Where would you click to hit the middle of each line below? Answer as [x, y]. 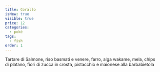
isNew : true [17, 14]
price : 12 [15, 23]
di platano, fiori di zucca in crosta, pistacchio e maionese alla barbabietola [80, 64]
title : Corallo [20, 9]
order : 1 [14, 45]
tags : [10, 37]
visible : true [20, 18]
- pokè [16, 32]
